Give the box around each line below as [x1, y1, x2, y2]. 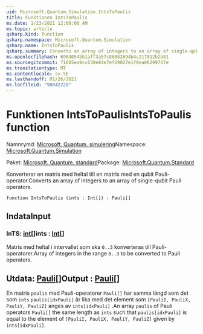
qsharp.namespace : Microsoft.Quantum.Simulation [6, 37, 131, 43]
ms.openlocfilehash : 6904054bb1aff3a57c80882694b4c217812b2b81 [6, 54, 169, 60]
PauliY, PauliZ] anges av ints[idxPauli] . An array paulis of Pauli [6, 303, 173, 310]
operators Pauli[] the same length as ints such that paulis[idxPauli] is [6, 309, 187, 316]
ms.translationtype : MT [6, 65, 66, 71]
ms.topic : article [6, 25, 53, 32]
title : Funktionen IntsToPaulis [6, 14, 88, 21]
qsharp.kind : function [6, 31, 63, 37]
